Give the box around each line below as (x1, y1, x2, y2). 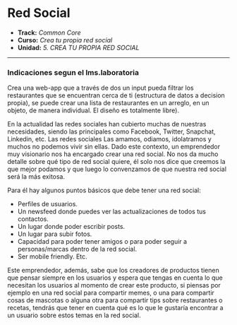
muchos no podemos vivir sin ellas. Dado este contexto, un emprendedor (7, 143, 221, 151)
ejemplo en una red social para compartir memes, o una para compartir (7, 288, 215, 297)
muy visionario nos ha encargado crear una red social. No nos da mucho (7, 150, 219, 158)
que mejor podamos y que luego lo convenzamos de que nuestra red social (7, 165, 227, 174)
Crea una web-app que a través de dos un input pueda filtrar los (7, 83, 194, 93)
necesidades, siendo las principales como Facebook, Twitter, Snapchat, (7, 127, 217, 136)
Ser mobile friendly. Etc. (17, 252, 87, 261)
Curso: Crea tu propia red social (17, 35, 113, 44)
